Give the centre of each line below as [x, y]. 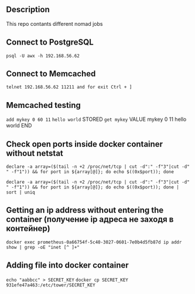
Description [28, 10]
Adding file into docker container [67, 266]
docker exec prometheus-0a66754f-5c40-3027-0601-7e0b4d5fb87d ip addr [94, 242]
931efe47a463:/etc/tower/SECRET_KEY [51, 285]
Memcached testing [43, 105]
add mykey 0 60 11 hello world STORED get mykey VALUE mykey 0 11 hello [96, 119]
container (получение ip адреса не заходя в [90, 219]
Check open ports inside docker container [84, 144]
